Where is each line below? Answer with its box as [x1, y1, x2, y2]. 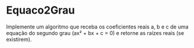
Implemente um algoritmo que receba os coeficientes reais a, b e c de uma [6, 23, 189, 30]
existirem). [6, 36, 32, 43]
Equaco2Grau [6, 4, 75, 17]
